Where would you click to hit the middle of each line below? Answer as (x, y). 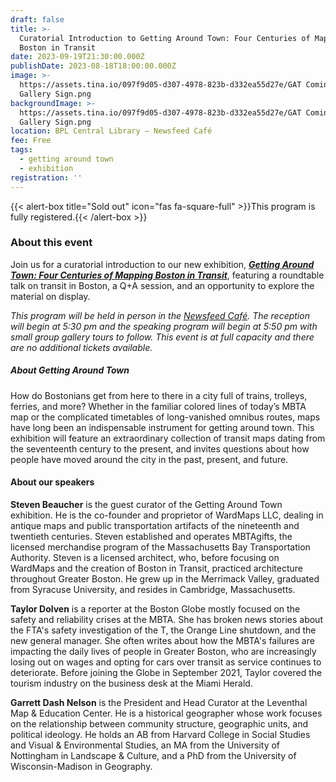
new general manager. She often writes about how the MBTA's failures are (162, 640)
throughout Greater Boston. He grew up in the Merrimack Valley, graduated (165, 578)
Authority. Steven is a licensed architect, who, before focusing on (145, 557)
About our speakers (52, 482)
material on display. (50, 296)
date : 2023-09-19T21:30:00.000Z (77, 57)
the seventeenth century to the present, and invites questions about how (160, 448)
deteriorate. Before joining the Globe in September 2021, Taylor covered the (166, 672)
